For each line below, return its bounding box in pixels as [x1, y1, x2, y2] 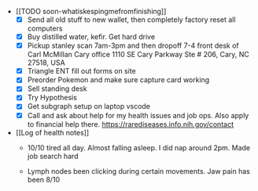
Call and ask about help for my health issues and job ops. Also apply [27, 110, 249, 120]
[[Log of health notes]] [15, 128, 90, 137]
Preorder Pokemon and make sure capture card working [27, 75, 210, 85]
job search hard [27, 151, 79, 160]
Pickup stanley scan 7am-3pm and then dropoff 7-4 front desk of [27, 41, 240, 50]
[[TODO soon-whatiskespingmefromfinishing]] [15, 7, 167, 16]
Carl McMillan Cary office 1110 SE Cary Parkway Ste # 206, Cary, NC [27, 50, 250, 59]
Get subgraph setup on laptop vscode [27, 102, 151, 111]
